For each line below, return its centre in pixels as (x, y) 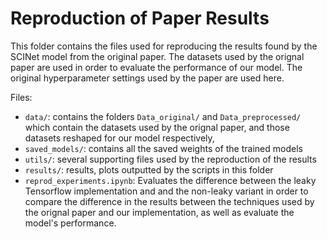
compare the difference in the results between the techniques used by (169, 201)
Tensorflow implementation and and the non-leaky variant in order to (166, 191)
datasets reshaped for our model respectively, (119, 138)
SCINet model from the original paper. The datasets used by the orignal (157, 56)
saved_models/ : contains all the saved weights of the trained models (163, 148)
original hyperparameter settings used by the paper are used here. (147, 78)
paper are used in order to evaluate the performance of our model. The (156, 67)
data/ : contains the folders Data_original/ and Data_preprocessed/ (163, 116)
